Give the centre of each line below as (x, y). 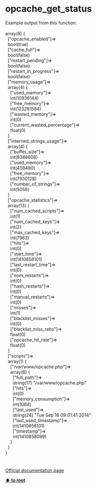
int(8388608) (24, 157)
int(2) (16, 227)
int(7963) (20, 238)
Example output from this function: (41, 23)
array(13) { (18, 205)
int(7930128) (23, 179)
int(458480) (22, 168)
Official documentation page (35, 470)
